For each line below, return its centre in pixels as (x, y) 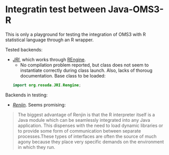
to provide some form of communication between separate (79, 131)
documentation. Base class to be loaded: (63, 75)
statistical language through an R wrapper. (49, 40)
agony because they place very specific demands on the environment (91, 142)
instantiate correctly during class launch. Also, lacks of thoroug (86, 70)
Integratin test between (56, 9)
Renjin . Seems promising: (39, 105)
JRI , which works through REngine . (49, 59)
